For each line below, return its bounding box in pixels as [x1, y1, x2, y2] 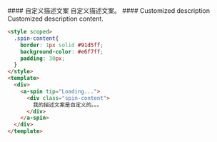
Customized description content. [7, 14, 104, 23]
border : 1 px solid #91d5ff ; [20, 41, 104, 49]
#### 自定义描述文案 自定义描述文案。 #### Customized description [7, 6, 211, 15]
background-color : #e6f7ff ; [20, 48, 104, 55]
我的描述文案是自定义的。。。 [33, 101, 102, 108]
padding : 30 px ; [20, 55, 66, 62]
